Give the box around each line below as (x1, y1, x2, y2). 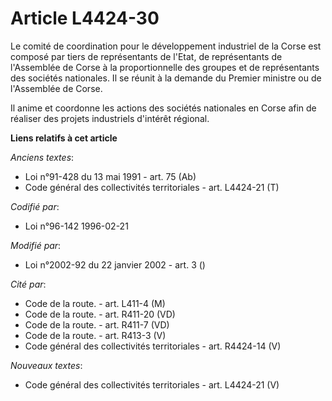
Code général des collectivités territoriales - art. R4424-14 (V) (24, 340, 282, 352)
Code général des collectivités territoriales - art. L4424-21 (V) (24, 378, 280, 391)
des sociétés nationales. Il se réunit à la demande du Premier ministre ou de (10, 72, 322, 84)
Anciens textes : (10, 151, 75, 163)
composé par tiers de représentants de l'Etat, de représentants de (10, 50, 283, 62)
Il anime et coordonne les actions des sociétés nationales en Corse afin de (10, 102, 317, 114)
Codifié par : (10, 200, 60, 212)
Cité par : (10, 278, 47, 290)
